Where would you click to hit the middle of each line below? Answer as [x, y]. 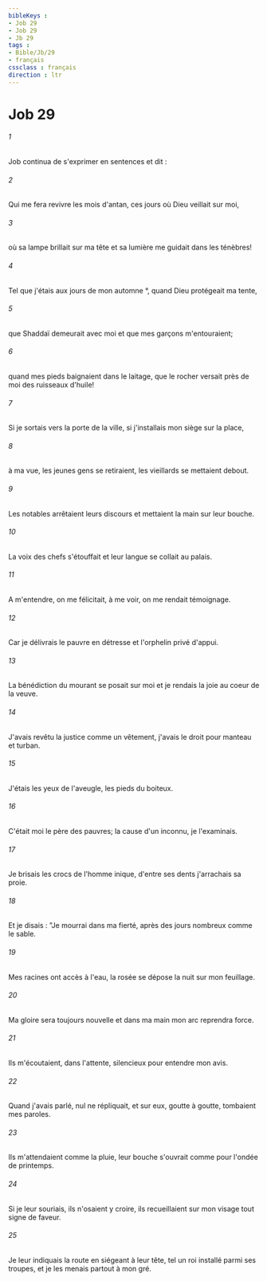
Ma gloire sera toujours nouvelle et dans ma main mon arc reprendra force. [131, 1020]
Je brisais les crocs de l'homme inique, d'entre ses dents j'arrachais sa [125, 874]
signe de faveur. [35, 1217]
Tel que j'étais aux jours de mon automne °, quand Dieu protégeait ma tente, [133, 290]
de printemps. [31, 1165]
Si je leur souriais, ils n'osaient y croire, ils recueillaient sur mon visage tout [132, 1208]
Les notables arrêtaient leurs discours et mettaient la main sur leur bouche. [132, 513]
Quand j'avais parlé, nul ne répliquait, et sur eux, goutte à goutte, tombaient [132, 1106]
